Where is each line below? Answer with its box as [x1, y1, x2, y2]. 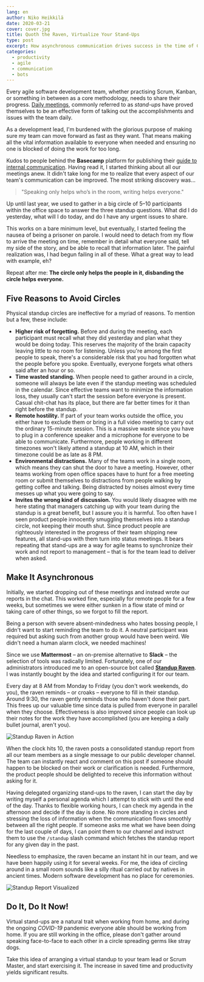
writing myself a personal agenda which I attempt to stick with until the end [6, 795, 194, 803]
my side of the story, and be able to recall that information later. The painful [6, 245, 195, 252]
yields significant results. [6, 968, 69, 976]
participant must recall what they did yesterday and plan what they [15, 334, 182, 342]
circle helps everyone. [6, 276, 64, 283]
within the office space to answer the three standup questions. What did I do [6, 207, 198, 214]
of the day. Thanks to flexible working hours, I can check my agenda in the [6, 801, 193, 809]
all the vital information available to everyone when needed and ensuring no [6, 138, 196, 146]
